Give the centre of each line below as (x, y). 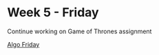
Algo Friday (23, 44)
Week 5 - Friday (53, 13)
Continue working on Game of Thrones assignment (79, 31)
